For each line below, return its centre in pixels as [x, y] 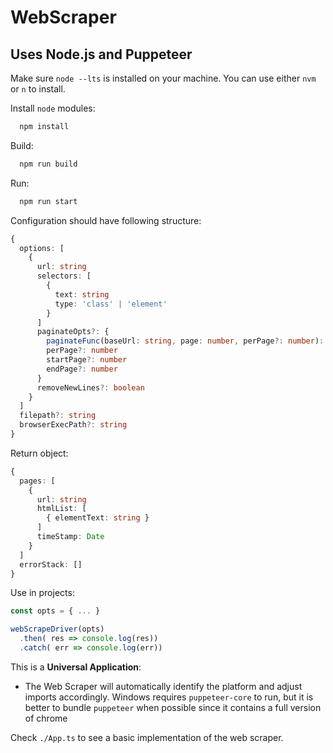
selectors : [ [64, 276]
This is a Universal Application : [76, 667]
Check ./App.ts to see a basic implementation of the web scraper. [147, 737]
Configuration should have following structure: [106, 220]
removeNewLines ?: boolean [90, 387]
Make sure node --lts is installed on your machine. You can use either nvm [163, 78]
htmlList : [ [61, 509]
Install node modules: [53, 108]
